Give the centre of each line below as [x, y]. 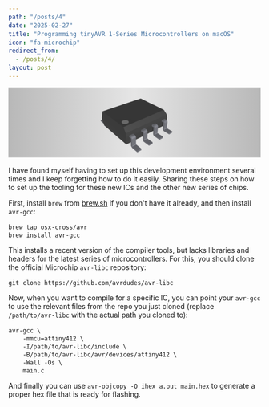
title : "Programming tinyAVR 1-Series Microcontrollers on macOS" [121, 34]
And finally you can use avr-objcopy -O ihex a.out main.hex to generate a [132, 385]
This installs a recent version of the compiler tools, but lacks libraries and [129, 250]
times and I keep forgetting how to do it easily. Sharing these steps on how [131, 179]
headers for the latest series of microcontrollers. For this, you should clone [131, 258]
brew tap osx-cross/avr [48, 227]
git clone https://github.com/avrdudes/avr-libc [91, 283]
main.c [34, 370]
